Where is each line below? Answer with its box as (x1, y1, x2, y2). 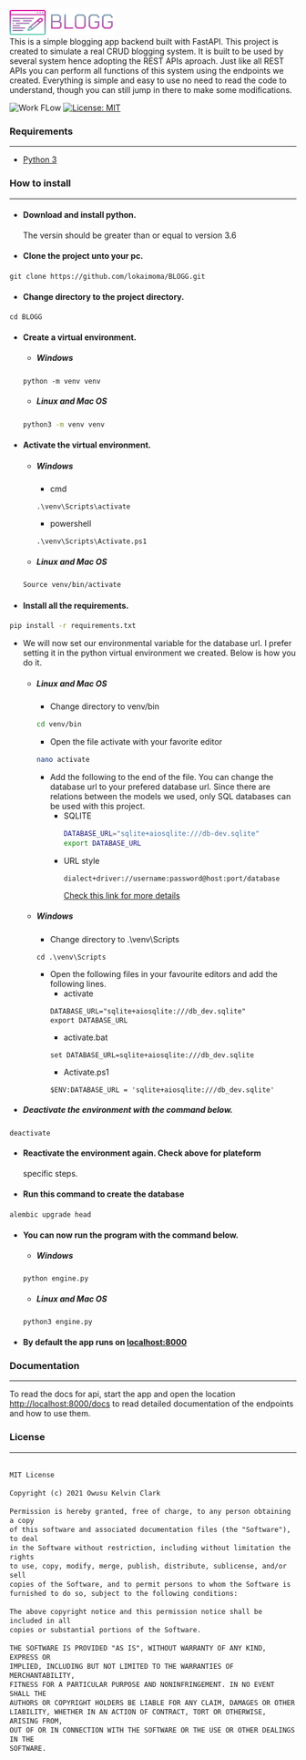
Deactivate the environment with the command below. (22, 1105, 234, 1116)
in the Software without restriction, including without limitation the (9, 1543, 291, 1552)
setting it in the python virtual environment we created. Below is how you (22, 647, 296, 659)
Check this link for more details (63, 890, 180, 901)
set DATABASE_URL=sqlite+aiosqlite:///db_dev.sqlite (49, 1050, 255, 1060)
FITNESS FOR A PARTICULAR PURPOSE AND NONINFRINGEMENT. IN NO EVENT (9, 1680, 275, 1689)
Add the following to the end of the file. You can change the (49, 771, 274, 782)
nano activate (36, 755, 90, 764)
